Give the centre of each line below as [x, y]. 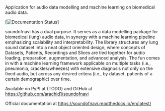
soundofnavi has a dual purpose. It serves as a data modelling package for [82, 31]
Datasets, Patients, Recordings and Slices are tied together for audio [75, 53]
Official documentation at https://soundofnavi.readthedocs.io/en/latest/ [78, 103]
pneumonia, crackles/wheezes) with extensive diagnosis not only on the [79, 68]
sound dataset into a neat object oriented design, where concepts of [75, 47]
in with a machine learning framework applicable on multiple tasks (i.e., [78, 63]
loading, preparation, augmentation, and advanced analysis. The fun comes [82, 58]
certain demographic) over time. [38, 79]
